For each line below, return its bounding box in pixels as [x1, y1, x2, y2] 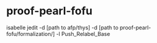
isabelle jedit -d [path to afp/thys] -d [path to [6, 24, 119, 31]
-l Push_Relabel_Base [56, 30, 111, 37]
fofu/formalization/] [6, 30, 55, 37]
